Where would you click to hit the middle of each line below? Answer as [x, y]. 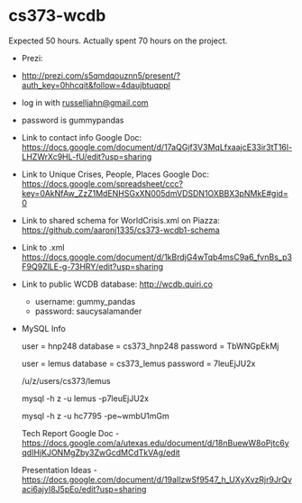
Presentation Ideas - [59, 470]
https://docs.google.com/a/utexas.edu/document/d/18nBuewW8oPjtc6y [155, 443]
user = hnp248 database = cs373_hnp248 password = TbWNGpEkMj [150, 346]
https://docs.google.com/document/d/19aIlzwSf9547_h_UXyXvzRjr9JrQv [156, 480]
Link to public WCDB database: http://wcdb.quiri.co [117, 284]
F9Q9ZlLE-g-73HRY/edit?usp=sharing [92, 266]
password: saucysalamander [88, 311]
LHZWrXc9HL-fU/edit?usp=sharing [87, 156]
